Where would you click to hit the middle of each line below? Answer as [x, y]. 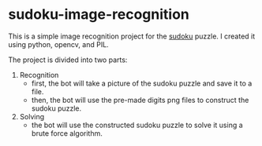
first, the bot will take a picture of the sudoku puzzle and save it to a [142, 83]
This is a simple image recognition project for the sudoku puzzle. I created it [132, 36]
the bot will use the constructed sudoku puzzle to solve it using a [137, 125]
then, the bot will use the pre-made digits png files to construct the [140, 100]
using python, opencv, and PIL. [58, 44]
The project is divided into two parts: [68, 60]
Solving [32, 116]
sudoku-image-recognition [99, 15]
